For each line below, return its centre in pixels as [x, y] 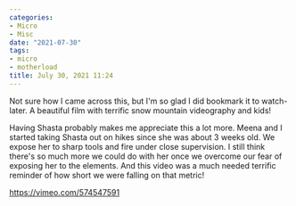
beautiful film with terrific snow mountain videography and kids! [154, 110]
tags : [19, 51]
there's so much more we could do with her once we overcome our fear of [146, 156]
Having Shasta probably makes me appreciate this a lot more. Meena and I [146, 128]
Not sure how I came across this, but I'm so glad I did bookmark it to [135, 101]
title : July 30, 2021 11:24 [62, 76]
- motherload [33, 68]
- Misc [21, 34]
